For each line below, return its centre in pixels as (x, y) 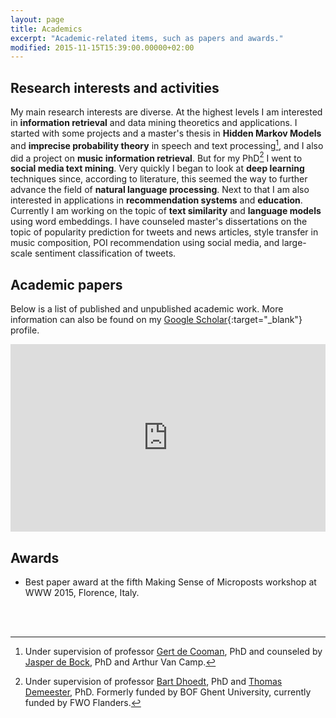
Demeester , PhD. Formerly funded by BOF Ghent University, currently (168, 692)
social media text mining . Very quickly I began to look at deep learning (157, 168)
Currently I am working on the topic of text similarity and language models (166, 211)
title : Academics (46, 29)
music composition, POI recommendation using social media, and (145, 243)
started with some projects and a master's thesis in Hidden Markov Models (166, 133)
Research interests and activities (115, 87)
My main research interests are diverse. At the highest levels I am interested (166, 112)
